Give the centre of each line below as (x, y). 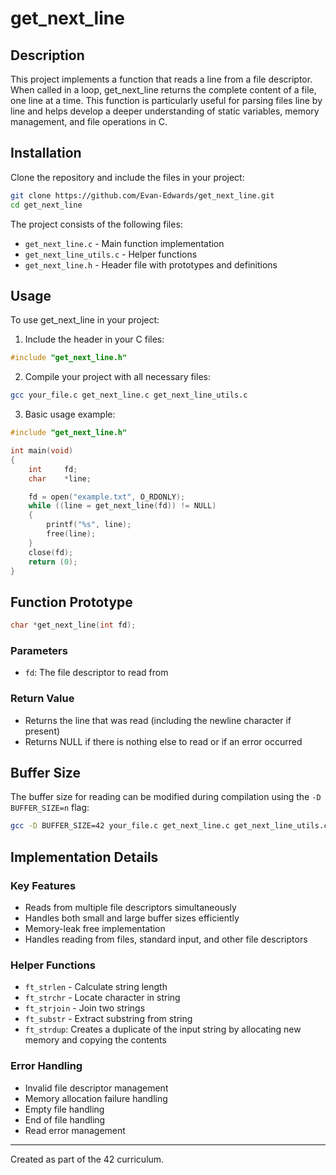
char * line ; (60, 478)
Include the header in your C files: (94, 339)
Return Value (42, 699)
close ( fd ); (51, 552)
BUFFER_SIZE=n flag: (50, 808)
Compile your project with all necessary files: (117, 377)
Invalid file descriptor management (96, 1088)
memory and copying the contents (95, 1040)
